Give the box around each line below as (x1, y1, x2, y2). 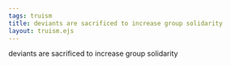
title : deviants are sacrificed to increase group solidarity (8, 19, 223, 27)
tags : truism (8, 11, 53, 20)
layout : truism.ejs (8, 27, 75, 35)
